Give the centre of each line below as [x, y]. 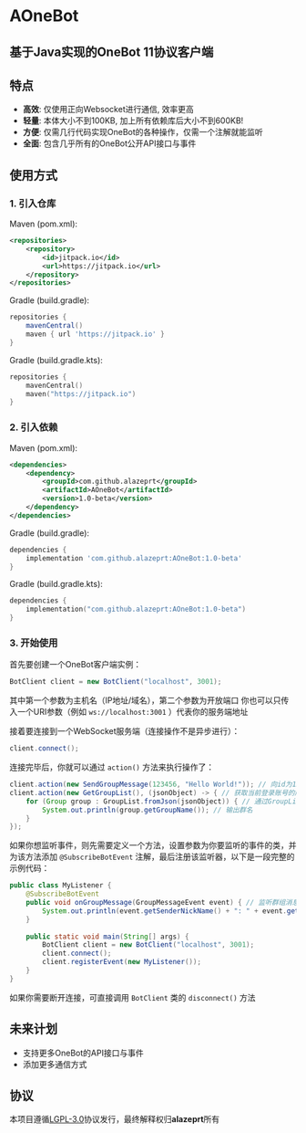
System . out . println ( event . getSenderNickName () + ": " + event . [164, 911]
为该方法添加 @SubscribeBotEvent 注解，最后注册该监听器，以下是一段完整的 [152, 857]
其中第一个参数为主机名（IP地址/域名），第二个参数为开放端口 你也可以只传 [149, 700]
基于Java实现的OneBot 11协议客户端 [112, 52]
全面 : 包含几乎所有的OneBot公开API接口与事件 [109, 143]
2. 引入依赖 [34, 427]
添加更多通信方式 [55, 1064]
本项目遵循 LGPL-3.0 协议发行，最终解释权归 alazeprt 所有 [115, 1119]
